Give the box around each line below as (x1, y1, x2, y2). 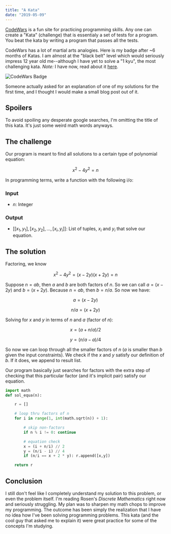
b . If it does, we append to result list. (5, 357, 82, 363)
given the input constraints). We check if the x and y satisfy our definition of (5, 351, 164, 358)
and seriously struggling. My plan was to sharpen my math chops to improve (5, 501, 166, 507)
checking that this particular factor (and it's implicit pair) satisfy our (5, 372, 147, 379)
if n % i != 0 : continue (23, 430, 76, 435)
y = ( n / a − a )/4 (70, 336, 101, 343)
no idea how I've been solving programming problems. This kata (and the (5, 512, 159, 518)
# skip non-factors (23, 425, 65, 430)
